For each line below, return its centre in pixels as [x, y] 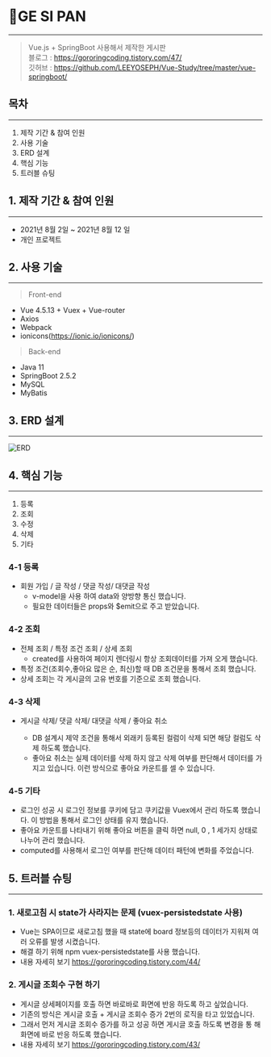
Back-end [44, 352]
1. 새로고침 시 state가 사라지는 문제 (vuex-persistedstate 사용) [126, 913]
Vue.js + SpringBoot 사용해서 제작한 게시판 [97, 47]
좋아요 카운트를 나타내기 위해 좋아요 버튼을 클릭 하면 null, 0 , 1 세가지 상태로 [139, 830]
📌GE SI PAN [47, 17]
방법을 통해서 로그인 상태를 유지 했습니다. [104, 820]
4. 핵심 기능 [35, 475]
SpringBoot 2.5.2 [48, 376]
